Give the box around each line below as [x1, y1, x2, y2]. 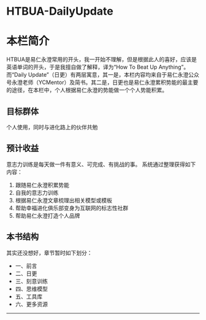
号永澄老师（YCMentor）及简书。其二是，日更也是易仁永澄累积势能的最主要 [6, 78, 199, 86]
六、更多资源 [15, 300, 48, 308]
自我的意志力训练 [15, 189, 59, 196]
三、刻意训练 [15, 277, 48, 284]
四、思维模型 [15, 285, 48, 292]
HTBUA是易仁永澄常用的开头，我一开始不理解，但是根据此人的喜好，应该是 [6, 56, 197, 63]
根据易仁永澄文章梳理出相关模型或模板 [15, 196, 112, 204]
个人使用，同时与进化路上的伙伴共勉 [6, 123, 98, 131]
